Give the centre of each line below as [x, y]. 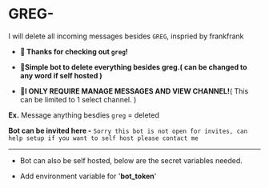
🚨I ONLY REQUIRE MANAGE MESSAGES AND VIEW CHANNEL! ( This [134, 91]
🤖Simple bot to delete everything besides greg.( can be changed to [133, 67]
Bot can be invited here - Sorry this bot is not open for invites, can [128, 130]
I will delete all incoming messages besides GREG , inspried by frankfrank [126, 36]
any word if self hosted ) [61, 75]
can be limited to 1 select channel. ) [78, 99]
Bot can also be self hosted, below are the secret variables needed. [131, 160]
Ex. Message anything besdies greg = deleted [84, 115]
